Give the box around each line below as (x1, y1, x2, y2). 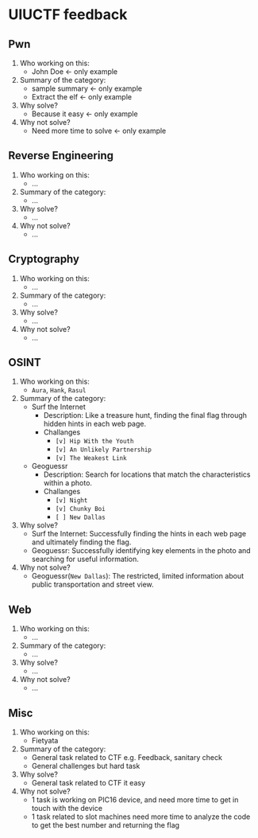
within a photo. (43, 478, 93, 488)
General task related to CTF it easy (31, 778, 145, 788)
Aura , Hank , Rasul (31, 385, 87, 395)
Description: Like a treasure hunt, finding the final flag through (43, 411, 248, 420)
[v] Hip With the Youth (55, 438, 134, 446)
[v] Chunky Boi (55, 505, 106, 513)
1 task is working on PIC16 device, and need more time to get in (31, 795, 239, 805)
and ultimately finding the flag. (31, 537, 132, 547)
